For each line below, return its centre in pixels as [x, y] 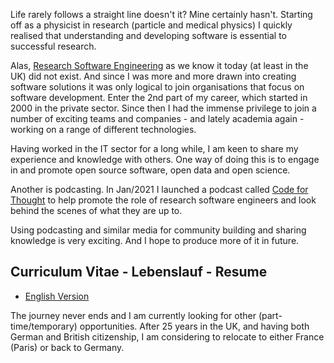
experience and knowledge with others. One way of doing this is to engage [165, 159]
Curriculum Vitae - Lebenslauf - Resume [139, 272]
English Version [57, 296]
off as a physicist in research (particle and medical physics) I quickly [151, 25]
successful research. [53, 46]
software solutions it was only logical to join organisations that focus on [157, 87]
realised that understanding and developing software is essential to [148, 35]
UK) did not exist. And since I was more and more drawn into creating [153, 76]
